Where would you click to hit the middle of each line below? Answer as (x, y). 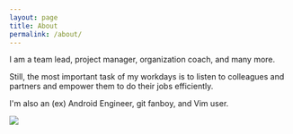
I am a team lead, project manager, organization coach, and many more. (142, 60)
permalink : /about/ (46, 34)
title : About (34, 26)
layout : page (34, 17)
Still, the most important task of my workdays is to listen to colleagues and (147, 77)
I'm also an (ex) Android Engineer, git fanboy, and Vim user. (119, 104)
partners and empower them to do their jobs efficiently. (111, 87)
